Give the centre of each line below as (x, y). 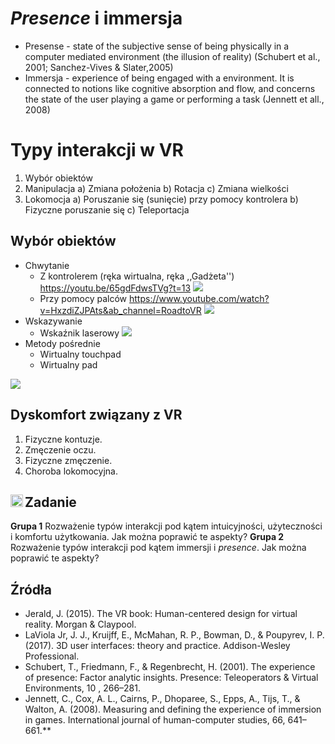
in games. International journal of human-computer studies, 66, (155, 720)
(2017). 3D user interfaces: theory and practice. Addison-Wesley (157, 646)
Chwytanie (47, 265)
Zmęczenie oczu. (60, 449)
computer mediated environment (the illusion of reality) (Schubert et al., (172, 56)
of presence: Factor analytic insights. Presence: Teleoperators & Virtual (171, 678)
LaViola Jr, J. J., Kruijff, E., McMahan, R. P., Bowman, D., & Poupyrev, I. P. (174, 635)
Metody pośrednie (62, 343)
